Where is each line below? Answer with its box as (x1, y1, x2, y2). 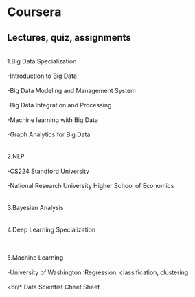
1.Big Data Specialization (7, 57, 77, 65)
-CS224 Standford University (7, 167, 90, 175)
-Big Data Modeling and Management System (7, 87, 136, 94)
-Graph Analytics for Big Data (7, 130, 91, 139)
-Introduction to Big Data (7, 72, 78, 80)
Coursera (7, 4, 62, 20)
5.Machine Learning (7, 254, 64, 262)
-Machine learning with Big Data (7, 116, 98, 124)
